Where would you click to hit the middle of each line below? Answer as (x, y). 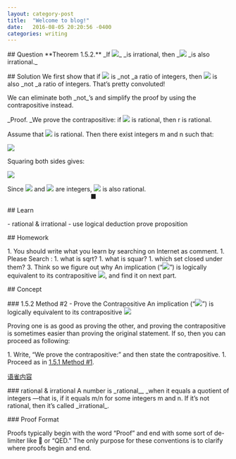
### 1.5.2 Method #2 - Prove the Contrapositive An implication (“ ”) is (111, 304)
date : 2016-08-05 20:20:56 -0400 (60, 27)
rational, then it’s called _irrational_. (58, 406)
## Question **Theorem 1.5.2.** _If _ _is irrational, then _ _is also (108, 54)
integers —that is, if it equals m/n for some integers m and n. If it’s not (108, 398)
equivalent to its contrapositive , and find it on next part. (92, 275)
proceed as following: (39, 341)
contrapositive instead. (41, 105)
